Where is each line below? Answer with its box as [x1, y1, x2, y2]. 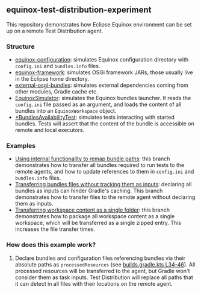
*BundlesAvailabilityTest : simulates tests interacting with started [14, 114, 175, 121]
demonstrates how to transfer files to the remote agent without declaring [14, 194, 196, 201]
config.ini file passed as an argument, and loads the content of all [14, 101, 182, 108]
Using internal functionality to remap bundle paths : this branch [14, 155, 170, 162]
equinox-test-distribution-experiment [6, 5, 152, 15]
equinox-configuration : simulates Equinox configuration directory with [14, 56, 189, 63]
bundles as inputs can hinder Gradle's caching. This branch [14, 187, 163, 195]
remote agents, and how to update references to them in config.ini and [14, 168, 194, 175]
